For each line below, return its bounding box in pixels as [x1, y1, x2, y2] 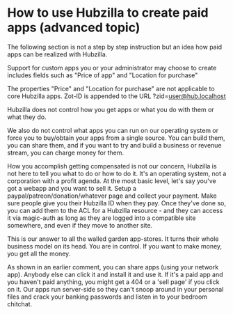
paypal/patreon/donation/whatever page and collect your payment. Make [7, 191, 217, 200]
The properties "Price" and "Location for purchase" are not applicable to [7, 84, 215, 93]
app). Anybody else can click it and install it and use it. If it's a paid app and [7, 270, 224, 278]
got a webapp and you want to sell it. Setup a [7, 184, 137, 192]
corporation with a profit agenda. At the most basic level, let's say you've [7, 176, 217, 185]
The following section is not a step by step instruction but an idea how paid [7, 42, 223, 51]
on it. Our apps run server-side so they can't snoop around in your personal [7, 285, 224, 293]
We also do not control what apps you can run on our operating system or [7, 126, 219, 134]
